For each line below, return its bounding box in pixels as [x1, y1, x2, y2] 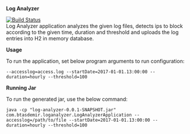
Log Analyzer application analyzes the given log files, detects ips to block [6, 23, 183, 29]
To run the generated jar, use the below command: [6, 96, 128, 102]
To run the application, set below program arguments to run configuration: [6, 58, 185, 64]
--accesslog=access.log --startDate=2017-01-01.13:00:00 [6, 69, 148, 75]
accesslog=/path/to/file [6, 117, 67, 123]
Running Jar [6, 84, 37, 91]
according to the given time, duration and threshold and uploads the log [6, 29, 179, 36]
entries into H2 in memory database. [6, 35, 94, 42]
